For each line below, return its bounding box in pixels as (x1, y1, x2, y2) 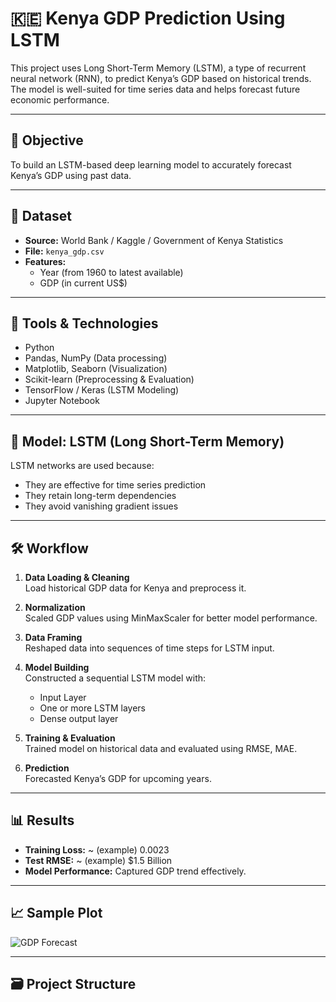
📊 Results (10, 812, 75, 829)
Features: (24, 255, 67, 267)
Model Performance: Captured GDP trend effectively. (24, 865, 247, 877)
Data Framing (24, 632, 83, 643)
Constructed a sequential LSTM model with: (24, 672, 207, 684)
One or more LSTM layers (39, 702, 146, 714)
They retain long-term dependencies (24, 490, 177, 502)
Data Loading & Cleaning (24, 572, 130, 583)
